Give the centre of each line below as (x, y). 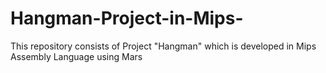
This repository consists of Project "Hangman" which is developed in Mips (163, 46)
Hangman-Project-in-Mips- (127, 18)
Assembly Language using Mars (76, 56)
